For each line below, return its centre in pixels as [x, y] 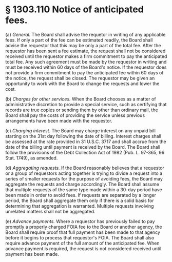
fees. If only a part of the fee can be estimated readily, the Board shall [79, 40]
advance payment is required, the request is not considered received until [83, 248]
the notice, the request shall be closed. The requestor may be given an [80, 78]
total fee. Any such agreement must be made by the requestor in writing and [86, 62]
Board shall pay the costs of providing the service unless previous [75, 115]
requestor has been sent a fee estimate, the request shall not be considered [85, 51]
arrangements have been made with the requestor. [59, 120]
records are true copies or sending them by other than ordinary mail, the [82, 110]
